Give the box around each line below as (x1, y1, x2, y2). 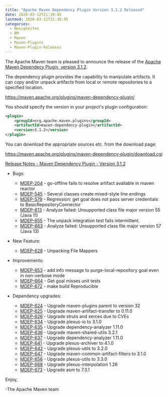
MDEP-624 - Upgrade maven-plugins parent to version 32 (20, 303, 140, 309)
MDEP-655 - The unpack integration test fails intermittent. (20, 218, 140, 224)
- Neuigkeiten (10, 26, 39, 31)
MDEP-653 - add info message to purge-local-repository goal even (20, 267, 159, 273)
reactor (20, 185, 35, 191)
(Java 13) (20, 228, 39, 234)
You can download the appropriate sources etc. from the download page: (5, 141, 157, 147)
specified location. (5, 84, 44, 90)
